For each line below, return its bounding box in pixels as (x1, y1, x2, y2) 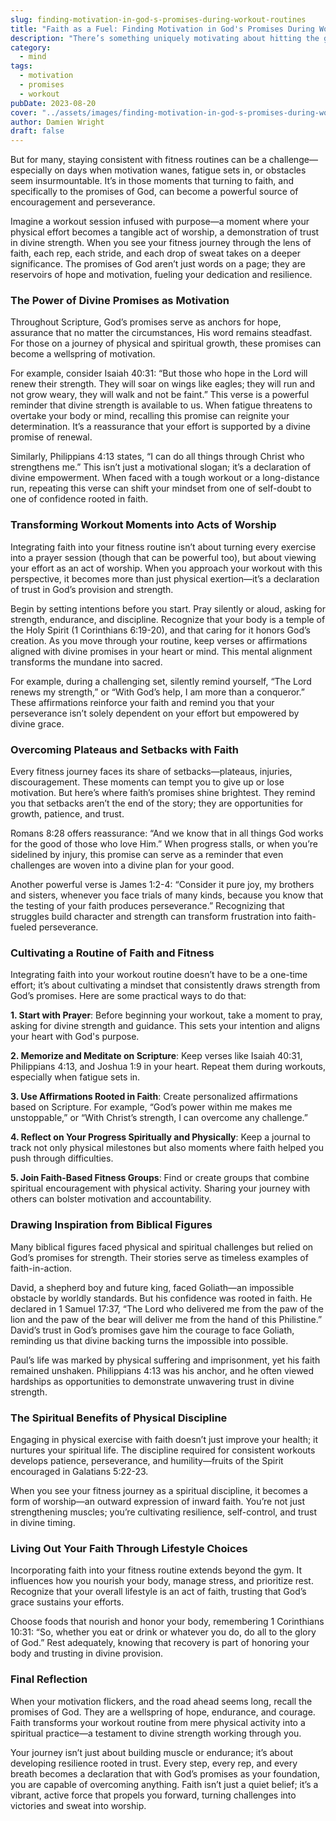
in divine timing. (10, 1516, 76, 1528)
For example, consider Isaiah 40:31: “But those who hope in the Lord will (10, 367, 308, 380)
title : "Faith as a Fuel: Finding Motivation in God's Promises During (10, 24, 315, 34)
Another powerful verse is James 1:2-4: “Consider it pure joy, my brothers (10, 879, 315, 891)
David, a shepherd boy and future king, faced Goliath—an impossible (10, 1281, 295, 1293)
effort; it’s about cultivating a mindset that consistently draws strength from (10, 979, 321, 991)
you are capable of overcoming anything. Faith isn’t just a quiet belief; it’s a (10, 1778, 319, 1790)
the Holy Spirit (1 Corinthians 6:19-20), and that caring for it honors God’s (10, 624, 311, 636)
